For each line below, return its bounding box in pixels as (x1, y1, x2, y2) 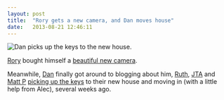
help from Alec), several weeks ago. (7, 85, 112, 94)
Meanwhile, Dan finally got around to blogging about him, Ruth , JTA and (7, 70, 216, 78)
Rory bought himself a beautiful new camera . (7, 56, 138, 65)
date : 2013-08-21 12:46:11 (7, 23, 93, 30)
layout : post (7, 10, 46, 18)
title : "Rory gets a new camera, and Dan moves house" (7, 17, 174, 24)
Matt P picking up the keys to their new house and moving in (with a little (7, 77, 218, 86)
